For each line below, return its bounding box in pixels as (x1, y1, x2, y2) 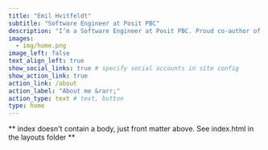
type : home (8, 102, 45, 110)
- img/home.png (15, 42, 67, 50)
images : (8, 34, 35, 43)
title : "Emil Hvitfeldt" (8, 11, 92, 20)
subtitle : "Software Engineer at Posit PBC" (8, 19, 160, 27)
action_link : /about (8, 79, 78, 87)
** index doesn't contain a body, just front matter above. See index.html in (8, 124, 254, 134)
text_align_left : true (8, 57, 85, 65)
